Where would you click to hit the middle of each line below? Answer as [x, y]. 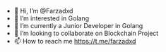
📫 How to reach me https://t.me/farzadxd [75, 41]
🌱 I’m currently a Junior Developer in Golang [78, 26]
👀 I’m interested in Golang [52, 18]
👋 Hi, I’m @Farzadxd [43, 11]
